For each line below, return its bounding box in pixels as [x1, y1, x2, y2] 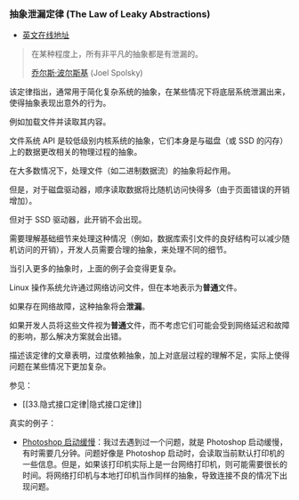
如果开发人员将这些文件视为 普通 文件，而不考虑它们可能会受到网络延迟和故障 [9, 320, 290, 331]
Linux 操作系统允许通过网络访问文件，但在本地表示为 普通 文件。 [9, 282, 242, 293]
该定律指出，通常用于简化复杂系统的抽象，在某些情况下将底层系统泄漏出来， [9, 86, 290, 97]
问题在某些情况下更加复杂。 [9, 361, 111, 372]
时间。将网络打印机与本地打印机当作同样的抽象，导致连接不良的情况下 [21, 470, 280, 481]
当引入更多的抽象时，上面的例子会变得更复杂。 [9, 263, 181, 274]
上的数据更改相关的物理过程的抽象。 [9, 147, 142, 157]
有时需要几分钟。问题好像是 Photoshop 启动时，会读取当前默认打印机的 [21, 448, 285, 459]
